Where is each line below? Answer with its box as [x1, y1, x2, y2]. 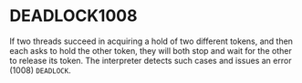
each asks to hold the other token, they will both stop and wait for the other [9, 45, 292, 56]
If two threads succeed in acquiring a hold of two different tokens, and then [9, 36, 294, 47]
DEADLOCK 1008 [9, 5, 138, 26]
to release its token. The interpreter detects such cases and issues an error [9, 55, 292, 66]
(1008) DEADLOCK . [9, 65, 71, 76]
